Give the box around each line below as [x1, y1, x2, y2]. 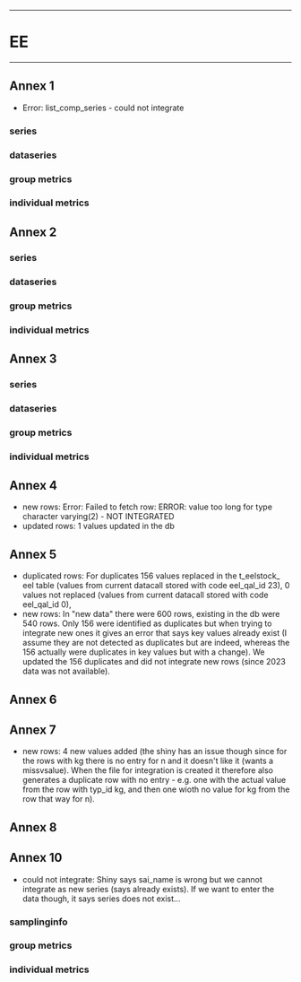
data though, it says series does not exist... [21, 893, 181, 904]
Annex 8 [9, 820, 57, 835]
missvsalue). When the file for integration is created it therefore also [21, 765, 273, 776]
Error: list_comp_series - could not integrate [21, 102, 185, 113]
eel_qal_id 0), [21, 599, 72, 610]
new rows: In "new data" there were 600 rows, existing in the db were [21, 609, 280, 620]
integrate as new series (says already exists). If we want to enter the [21, 883, 275, 894]
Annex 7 [9, 723, 56, 737]
